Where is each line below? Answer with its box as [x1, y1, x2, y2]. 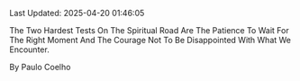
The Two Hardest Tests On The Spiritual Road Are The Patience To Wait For [9, 25, 290, 35]
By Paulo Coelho [9, 62, 71, 72]
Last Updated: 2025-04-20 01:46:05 [9, 8, 145, 18]
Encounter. [9, 44, 50, 55]
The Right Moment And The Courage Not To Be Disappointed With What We [9, 35, 291, 45]
